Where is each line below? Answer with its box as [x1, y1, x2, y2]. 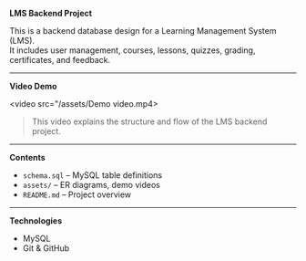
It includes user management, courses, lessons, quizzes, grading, [9, 45, 256, 56]
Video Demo [9, 81, 57, 91]
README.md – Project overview [22, 189, 132, 200]
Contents [9, 152, 46, 162]
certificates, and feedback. [9, 55, 111, 65]
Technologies [9, 215, 63, 226]
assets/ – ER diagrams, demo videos [22, 180, 161, 190]
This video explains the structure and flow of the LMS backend [31, 116, 268, 127]
